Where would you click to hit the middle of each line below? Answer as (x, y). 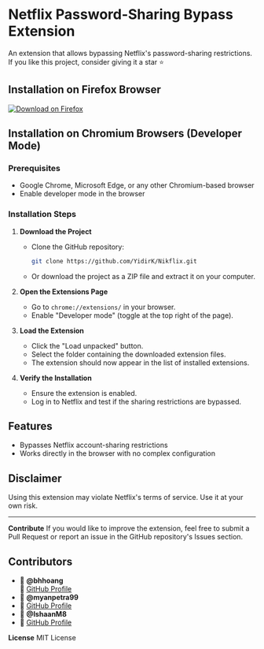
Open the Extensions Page (64, 291)
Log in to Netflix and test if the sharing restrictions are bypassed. (136, 401)
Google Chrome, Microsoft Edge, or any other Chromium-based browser (137, 185)
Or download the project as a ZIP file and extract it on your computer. (143, 276)
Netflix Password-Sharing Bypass (121, 15)
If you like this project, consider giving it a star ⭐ (86, 62)
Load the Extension (52, 330)
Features (30, 426)
